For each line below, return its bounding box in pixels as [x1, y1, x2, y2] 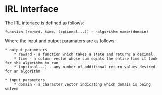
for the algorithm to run [5, 60, 58, 65]
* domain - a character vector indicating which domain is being [14, 82, 151, 87]
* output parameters [5, 47, 48, 52]
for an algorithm [5, 69, 41, 74]
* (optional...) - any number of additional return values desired [14, 64, 155, 69]
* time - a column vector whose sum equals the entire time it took [14, 56, 158, 61]
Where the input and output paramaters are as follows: [5, 38, 116, 44]
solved [5, 86, 19, 91]
